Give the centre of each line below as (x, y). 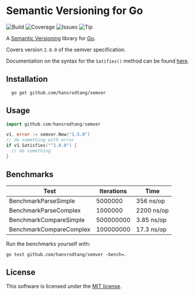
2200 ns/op (153, 210)
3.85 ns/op (151, 220)
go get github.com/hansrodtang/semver (59, 93)
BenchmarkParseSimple (42, 201)
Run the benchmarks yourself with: (48, 244)
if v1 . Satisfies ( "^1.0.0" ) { (42, 145)
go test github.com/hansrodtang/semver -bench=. (66, 254)
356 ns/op (150, 201)
